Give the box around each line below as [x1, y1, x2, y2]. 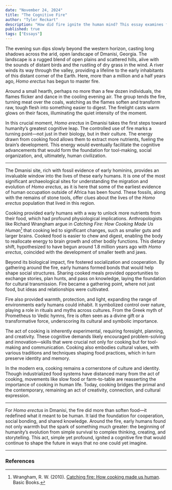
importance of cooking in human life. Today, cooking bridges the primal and [5, 381, 165, 387]
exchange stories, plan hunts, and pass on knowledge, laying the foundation [5, 275, 166, 281]
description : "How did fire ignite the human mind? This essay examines [5, 22, 164, 27]
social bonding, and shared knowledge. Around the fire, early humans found [5, 418, 166, 424]
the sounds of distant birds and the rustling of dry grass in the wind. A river [5, 62, 164, 68]
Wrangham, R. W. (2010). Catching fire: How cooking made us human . [12, 474, 160, 480]
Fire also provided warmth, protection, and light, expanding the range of [5, 296, 157, 302]
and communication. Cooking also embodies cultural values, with [21, 344, 160, 350]
